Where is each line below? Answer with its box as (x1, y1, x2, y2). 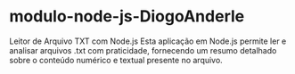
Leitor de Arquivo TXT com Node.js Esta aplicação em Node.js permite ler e (9, 36, 287, 46)
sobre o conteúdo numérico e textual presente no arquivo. (9, 54, 223, 65)
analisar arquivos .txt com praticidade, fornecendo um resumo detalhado (9, 45, 277, 55)
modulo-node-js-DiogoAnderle (9, 6, 245, 27)
